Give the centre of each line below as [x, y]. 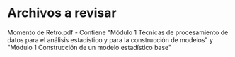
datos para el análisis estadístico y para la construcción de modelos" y [110, 39]
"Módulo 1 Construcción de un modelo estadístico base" [90, 47]
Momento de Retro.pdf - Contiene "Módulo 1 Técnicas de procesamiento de [118, 32]
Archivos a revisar [62, 13]
